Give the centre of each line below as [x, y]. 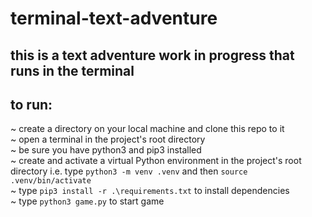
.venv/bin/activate [51, 181]
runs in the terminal [72, 70]
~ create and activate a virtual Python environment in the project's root [156, 161]
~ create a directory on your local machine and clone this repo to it [147, 129]
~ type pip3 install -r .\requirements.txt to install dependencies [150, 191]
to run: [31, 104]
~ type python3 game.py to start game [87, 201]
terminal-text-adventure [114, 18]
